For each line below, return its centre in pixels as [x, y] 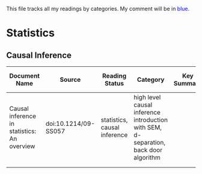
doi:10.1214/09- [70, 124]
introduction [151, 120]
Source [70, 79]
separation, [150, 142]
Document [25, 76]
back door [148, 150]
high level [147, 97]
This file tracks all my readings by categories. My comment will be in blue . [98, 9]
